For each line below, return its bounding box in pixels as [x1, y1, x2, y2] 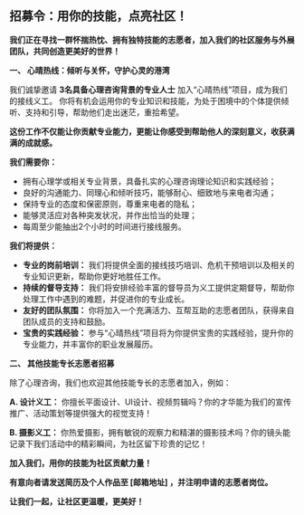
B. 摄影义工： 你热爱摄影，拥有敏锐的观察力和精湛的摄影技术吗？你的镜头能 [9, 426, 291, 437]
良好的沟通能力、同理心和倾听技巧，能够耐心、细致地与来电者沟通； [22, 186, 277, 197]
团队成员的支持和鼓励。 [22, 316, 110, 327]
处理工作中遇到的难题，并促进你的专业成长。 [22, 293, 190, 304]
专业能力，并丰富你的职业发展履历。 [22, 339, 158, 349]
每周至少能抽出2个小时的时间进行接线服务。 [22, 221, 187, 232]
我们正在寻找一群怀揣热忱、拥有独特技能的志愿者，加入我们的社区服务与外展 [9, 34, 295, 45]
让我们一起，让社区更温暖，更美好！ [9, 496, 145, 507]
